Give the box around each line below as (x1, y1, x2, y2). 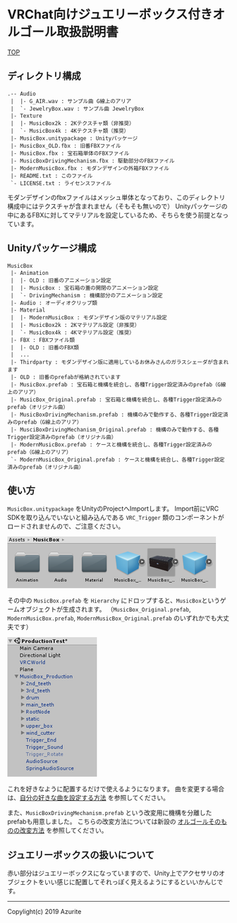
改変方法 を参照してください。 (19, 826, 108, 835)
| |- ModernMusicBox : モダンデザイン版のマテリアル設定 (10, 314, 167, 321)
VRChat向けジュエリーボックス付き (7, 6, 213, 23)
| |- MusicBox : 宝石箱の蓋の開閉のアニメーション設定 (10, 284, 159, 292)
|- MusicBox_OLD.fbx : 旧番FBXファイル (10, 142, 121, 149)
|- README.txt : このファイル (10, 172, 93, 179)
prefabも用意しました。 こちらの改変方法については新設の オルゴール (7, 817, 209, 826)
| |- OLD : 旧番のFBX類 (10, 344, 80, 351)
